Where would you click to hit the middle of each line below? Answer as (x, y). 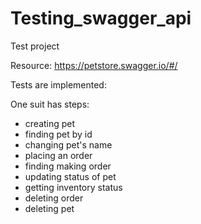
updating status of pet (70, 176)
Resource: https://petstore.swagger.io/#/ (94, 65)
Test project (35, 46)
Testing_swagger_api (101, 18)
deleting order (54, 198)
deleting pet (49, 208)
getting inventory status (73, 187)
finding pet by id (58, 134)
